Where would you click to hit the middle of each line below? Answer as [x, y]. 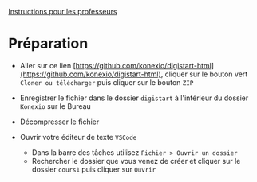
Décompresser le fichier [59, 122]
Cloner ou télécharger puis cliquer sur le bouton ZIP [107, 82]
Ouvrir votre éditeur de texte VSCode [78, 137]
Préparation [48, 44]
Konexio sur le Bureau [55, 106]
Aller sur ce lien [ [47, 65]
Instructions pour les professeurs [63, 12]
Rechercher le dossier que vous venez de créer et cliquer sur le [136, 161]
